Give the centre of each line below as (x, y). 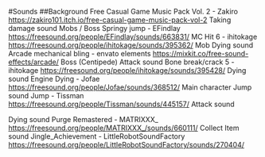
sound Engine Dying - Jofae (54, 79)
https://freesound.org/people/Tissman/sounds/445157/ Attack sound (121, 104)
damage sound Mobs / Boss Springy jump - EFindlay (94, 28)
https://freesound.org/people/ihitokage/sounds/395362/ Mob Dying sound (131, 45)
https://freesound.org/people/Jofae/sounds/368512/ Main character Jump (130, 87)
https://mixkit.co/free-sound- (201, 54)
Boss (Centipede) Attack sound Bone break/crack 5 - (148, 62)
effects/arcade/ (34, 62)
